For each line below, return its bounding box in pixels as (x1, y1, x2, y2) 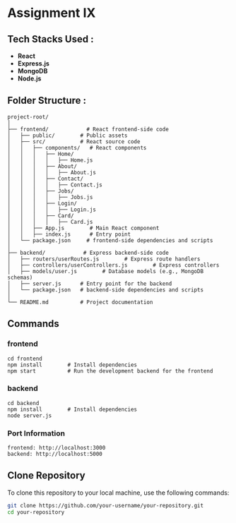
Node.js (17, 74, 42, 83)
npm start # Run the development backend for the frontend (7, 367, 213, 375)
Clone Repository (7, 469, 86, 481)
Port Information (7, 428, 66, 438)
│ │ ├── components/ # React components (7, 144, 147, 151)
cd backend (7, 399, 40, 407)
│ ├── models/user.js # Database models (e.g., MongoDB (7, 267, 203, 275)
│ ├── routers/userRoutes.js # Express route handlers (7, 256, 201, 263)
